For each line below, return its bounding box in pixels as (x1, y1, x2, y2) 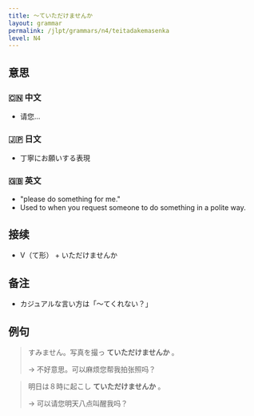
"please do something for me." (19, 194, 121, 204)
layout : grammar (8, 19, 62, 27)
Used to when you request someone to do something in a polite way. (19, 202, 246, 212)
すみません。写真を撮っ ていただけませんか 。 (27, 347, 179, 357)
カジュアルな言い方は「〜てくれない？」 (19, 299, 153, 309)
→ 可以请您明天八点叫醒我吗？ (27, 398, 129, 408)
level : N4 (8, 34, 42, 42)
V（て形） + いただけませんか (19, 250, 118, 261)
